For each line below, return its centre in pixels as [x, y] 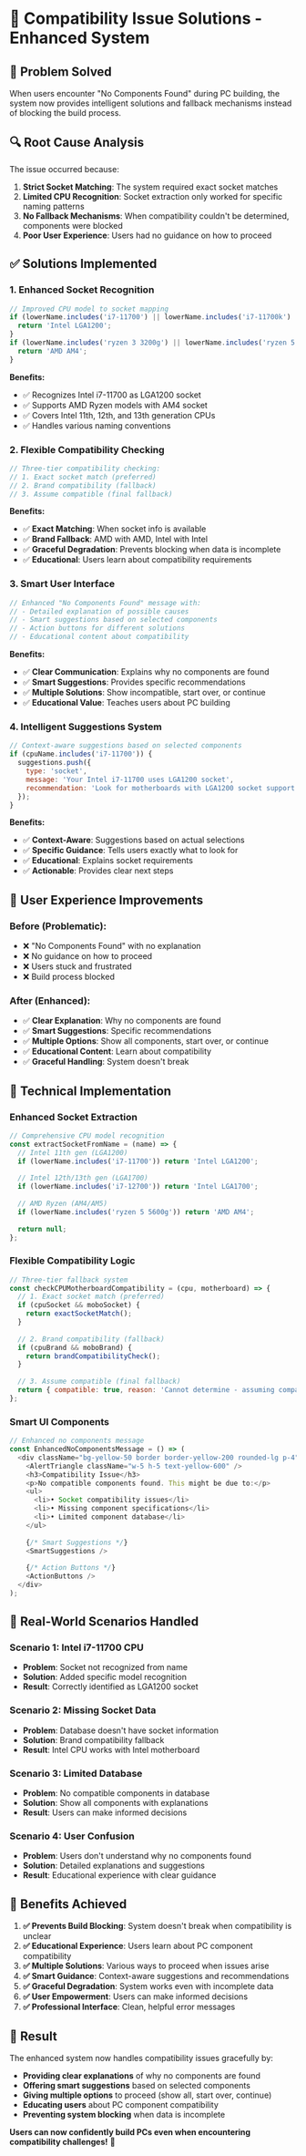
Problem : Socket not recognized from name [105, 1667]
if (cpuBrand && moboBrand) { [75, 1347]
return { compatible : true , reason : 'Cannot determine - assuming [146, 1390]
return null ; [42, 1229]
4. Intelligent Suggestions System [86, 727]
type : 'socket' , [57, 771]
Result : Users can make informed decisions [105, 1812]
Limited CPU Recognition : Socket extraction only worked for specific [153, 196]
